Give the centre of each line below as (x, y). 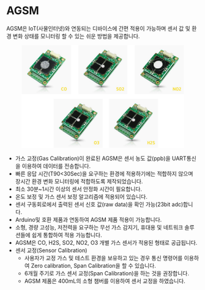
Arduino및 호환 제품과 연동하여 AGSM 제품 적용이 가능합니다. (88, 220)
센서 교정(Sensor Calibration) (51, 250)
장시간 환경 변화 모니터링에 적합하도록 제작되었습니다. (79, 181)
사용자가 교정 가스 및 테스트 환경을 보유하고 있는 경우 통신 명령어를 (103, 258)
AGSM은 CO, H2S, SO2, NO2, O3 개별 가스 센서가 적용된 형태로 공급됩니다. (106, 243)
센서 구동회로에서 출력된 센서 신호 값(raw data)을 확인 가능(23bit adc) (99, 204)
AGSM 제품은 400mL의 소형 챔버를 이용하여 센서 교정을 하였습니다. (105, 281)
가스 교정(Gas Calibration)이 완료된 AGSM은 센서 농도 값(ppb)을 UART (101, 158)
